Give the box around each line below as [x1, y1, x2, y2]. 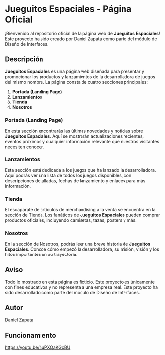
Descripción [5, 55, 43, 64]
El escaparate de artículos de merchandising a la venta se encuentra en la [5, 206, 156, 212]
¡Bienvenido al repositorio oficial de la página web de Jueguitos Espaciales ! [5, 30, 160, 36]
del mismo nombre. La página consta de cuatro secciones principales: [5, 79, 148, 85]
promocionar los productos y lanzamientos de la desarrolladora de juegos [5, 73, 156, 80]
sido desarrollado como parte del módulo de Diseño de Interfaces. [5, 289, 140, 295]
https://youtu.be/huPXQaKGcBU [5, 344, 71, 350]
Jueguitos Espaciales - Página [5, 3, 132, 15]
